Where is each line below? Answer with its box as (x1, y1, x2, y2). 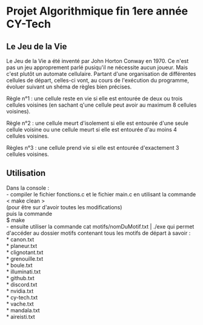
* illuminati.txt (6, 268, 41, 275)
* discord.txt (6, 281, 38, 288)
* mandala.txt (6, 306, 41, 313)
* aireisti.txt (6, 313, 35, 320)
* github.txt (6, 274, 35, 281)
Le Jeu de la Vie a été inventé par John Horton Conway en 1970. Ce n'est (6, 58, 189, 64)
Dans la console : (6, 184, 50, 192)
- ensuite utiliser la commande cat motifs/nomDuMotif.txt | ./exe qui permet (6, 223, 195, 230)
